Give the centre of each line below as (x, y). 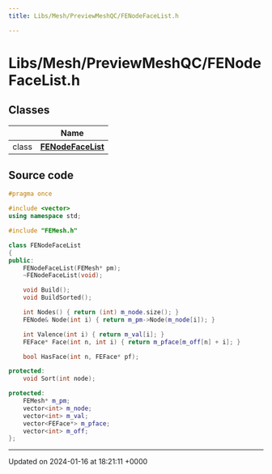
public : (21, 260)
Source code (41, 175)
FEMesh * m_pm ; (47, 401)
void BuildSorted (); (57, 298)
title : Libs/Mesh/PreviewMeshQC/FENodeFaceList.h (94, 16)
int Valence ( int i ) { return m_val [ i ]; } (94, 334)
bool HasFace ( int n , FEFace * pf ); (81, 357)
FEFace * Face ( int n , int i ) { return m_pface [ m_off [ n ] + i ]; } (132, 342)
